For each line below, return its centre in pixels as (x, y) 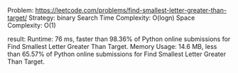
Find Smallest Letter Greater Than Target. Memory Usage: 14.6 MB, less (112, 46)
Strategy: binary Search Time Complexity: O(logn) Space (112, 18)
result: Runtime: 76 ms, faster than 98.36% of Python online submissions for (119, 39)
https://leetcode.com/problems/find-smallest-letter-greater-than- (131, 10)
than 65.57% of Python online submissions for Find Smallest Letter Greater (117, 54)
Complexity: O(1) (32, 25)
